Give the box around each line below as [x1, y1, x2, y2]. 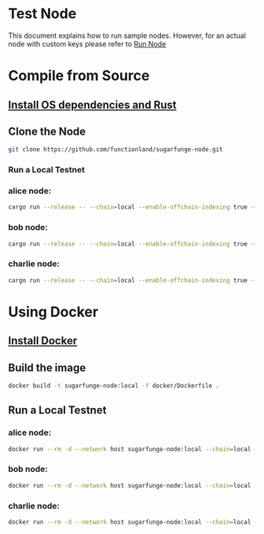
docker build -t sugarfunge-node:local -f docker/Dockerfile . [8, 382, 220, 390]
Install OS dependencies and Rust [8, 98, 177, 111]
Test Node [8, 5, 77, 23]
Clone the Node [8, 124, 86, 138]
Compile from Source [8, 67, 150, 85]
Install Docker [8, 334, 78, 347]
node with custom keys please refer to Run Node [8, 39, 167, 48]
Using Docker [8, 302, 99, 321]
